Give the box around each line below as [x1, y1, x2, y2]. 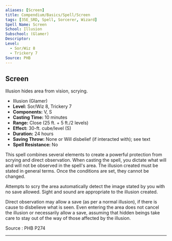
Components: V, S [12, 109, 52, 115]
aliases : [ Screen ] [5, 7, 45, 13]
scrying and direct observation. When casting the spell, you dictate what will [5, 157, 166, 163]
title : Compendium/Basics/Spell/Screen [5, 12, 91, 17]
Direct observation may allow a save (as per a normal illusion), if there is [5, 199, 157, 205]
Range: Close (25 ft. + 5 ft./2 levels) [12, 120, 89, 126]
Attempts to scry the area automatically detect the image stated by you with [5, 183, 165, 190]
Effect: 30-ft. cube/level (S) [12, 125, 72, 132]
